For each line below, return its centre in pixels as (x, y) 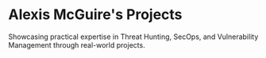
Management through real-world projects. (77, 44)
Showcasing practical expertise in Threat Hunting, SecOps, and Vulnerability (133, 37)
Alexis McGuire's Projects (95, 15)
